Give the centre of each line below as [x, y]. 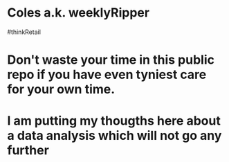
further [28, 151]
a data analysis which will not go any [114, 136]
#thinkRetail [24, 32]
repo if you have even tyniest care [107, 75]
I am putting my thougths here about [114, 121]
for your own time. [61, 90]
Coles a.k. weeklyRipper [79, 13]
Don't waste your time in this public [111, 60]
